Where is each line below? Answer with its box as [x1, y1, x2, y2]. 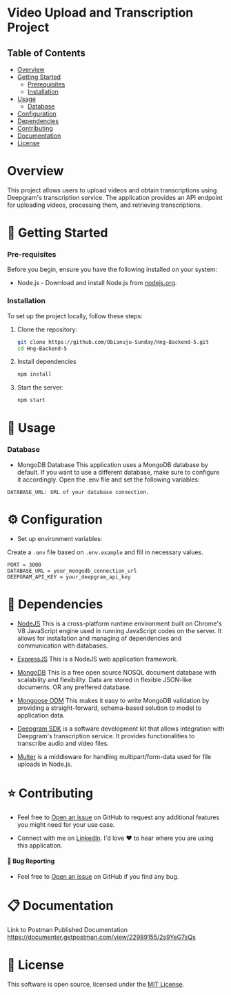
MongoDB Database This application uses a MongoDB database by [17, 460, 208, 468]
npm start [17, 396, 46, 404]
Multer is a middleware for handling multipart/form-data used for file [17, 752, 212, 760]
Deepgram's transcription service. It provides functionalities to [17, 731, 195, 740]
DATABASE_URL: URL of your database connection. [7, 489, 150, 495]
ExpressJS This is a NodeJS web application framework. [17, 655, 178, 663]
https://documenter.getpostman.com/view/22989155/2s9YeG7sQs [7, 933, 197, 941]
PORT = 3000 [7, 561, 41, 568]
